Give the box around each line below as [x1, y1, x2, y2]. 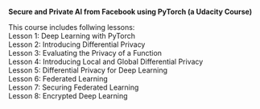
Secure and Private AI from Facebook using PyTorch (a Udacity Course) [8, 7, 253, 16]
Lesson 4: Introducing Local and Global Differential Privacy [8, 57, 204, 66]
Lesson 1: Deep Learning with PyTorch [8, 31, 135, 40]
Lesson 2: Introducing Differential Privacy [8, 40, 146, 49]
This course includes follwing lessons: [8, 23, 135, 31]
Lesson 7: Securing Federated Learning [8, 82, 139, 92]
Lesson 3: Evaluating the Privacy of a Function [8, 48, 163, 57]
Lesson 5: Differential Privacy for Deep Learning [8, 65, 167, 75]
